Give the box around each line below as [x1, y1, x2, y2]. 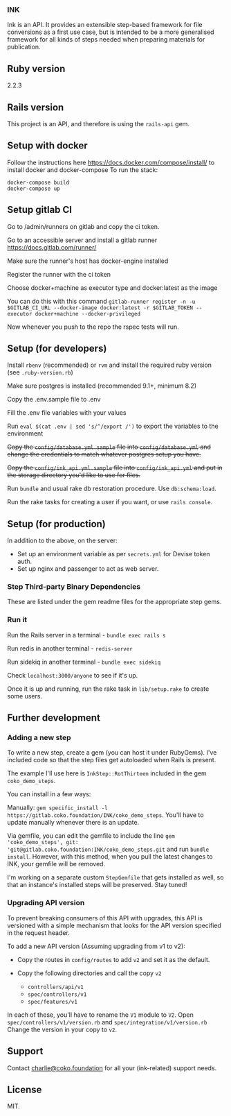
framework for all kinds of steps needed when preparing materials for [7, 35, 205, 44]
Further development [7, 712, 100, 724]
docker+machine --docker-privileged [35, 310, 140, 317]
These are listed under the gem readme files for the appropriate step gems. [7, 598, 222, 606]
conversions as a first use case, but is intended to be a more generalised [7, 28, 214, 36]
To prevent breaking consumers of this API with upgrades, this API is [7, 913, 203, 922]
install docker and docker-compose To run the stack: [7, 165, 158, 174]
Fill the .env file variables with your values [7, 409, 127, 417]
